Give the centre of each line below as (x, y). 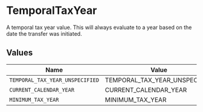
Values (20, 53)
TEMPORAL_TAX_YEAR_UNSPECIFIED (54, 80)
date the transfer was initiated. (44, 33)
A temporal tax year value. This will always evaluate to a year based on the (99, 27)
